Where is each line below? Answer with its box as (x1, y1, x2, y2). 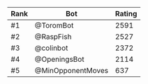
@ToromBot (34, 21, 74, 30)
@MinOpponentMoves (34, 66, 109, 75)
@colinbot (34, 43, 68, 53)
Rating (114, 9, 138, 18)
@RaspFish (34, 32, 72, 41)
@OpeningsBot (34, 55, 85, 64)
